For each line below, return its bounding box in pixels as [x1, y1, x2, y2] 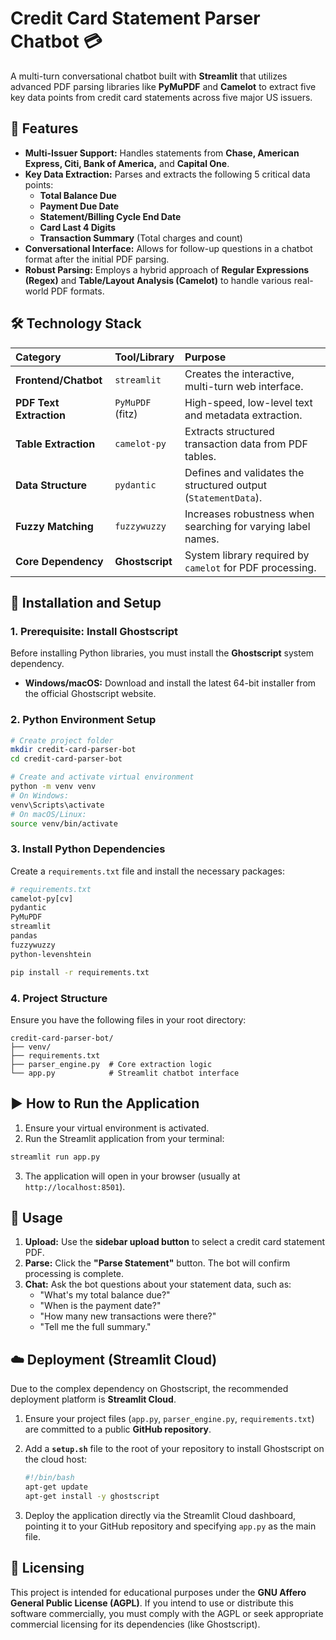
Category [15, 350, 62, 364]
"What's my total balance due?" [39, 1289, 171, 1301]
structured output [184, 478, 267, 492]
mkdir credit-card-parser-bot [10, 745, 137, 755]
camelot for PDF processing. [184, 560, 317, 574]
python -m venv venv [10, 782, 97, 792]
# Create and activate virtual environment [10, 772, 195, 782]
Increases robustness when [184, 507, 315, 521]
